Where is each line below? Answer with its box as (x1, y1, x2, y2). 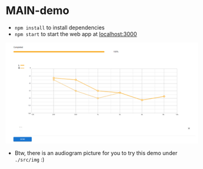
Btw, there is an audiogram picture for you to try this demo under (14, 149, 178, 156)
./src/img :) (14, 156, 45, 163)
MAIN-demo (5, 4, 69, 18)
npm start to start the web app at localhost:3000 (14, 30, 138, 37)
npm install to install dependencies (14, 24, 105, 31)
